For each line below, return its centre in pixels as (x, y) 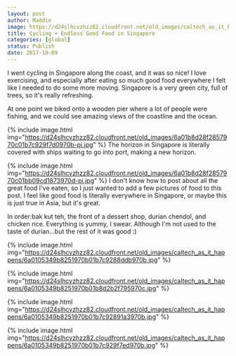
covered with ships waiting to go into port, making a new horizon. (102, 152)
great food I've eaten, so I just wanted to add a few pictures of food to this (114, 188)
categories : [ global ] (39, 40)
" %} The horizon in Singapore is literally (151, 144)
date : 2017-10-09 (33, 53)
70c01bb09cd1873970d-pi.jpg (51, 180)
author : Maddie (29, 20)
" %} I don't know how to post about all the (156, 180)
